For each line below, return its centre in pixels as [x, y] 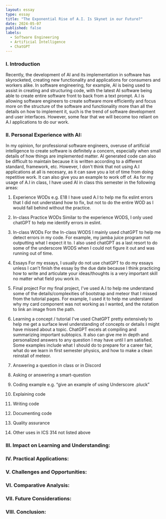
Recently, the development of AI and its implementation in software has [78, 74]
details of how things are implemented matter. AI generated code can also [81, 156]
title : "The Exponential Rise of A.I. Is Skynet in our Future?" [74, 19]
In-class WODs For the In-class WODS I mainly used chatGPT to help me [87, 232]
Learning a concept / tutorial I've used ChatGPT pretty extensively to [83, 319]
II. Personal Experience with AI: [44, 135]
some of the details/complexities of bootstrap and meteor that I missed [85, 294]
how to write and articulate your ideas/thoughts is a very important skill [85, 273]
